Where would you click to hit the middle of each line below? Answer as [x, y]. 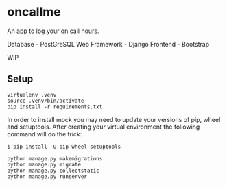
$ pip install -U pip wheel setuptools [64, 147]
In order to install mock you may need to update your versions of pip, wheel [114, 119]
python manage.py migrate [44, 164]
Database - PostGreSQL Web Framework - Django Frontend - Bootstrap [108, 44]
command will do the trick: [45, 134]
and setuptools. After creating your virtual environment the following [104, 127]
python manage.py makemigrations [55, 158]
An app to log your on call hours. [53, 31]
